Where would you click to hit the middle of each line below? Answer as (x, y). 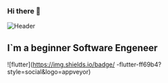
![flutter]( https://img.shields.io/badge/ (61, 64)
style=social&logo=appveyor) (49, 72)
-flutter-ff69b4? (139, 64)
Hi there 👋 (24, 11)
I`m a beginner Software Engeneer (82, 48)
